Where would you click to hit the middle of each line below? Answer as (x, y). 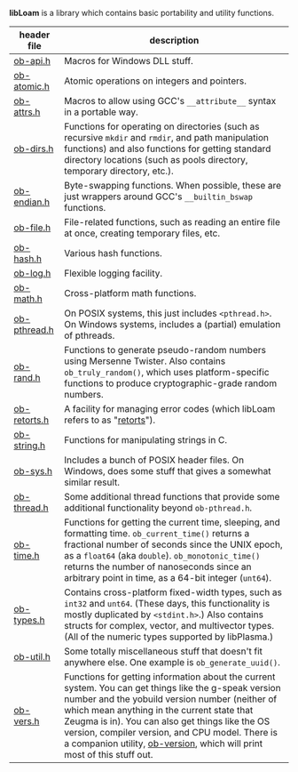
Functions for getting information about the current (170, 677)
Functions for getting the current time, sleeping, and (173, 522)
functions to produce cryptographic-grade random (171, 383)
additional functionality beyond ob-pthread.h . (158, 508)
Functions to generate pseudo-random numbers (165, 350)
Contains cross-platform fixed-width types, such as (173, 592)
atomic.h (32, 86)
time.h (27, 555)
